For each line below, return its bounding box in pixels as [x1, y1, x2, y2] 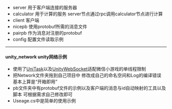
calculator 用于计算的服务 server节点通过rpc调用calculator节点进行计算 [12, 11, 163, 17]
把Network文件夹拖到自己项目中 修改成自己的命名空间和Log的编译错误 [12, 72, 161, 78]
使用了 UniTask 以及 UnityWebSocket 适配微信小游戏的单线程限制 [12, 66, 146, 72]
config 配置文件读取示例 [12, 36, 64, 42]
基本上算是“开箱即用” [12, 78, 58, 85]
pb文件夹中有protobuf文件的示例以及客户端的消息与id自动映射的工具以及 [12, 85, 166, 91]
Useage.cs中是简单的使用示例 [12, 98, 76, 104]
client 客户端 [12, 17, 39, 23]
